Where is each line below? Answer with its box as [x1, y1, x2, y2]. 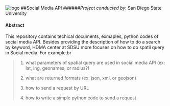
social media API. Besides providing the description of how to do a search [5, 39, 161, 45]
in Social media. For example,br [5, 50, 71, 56]
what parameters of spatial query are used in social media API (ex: [25, 59, 165, 66]
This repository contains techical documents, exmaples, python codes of [5, 33, 159, 39]
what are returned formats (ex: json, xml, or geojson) [25, 75, 137, 81]
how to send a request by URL [25, 85, 89, 91]
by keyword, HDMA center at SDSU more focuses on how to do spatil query [5, 44, 165, 51]
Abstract [5, 22, 25, 28]
